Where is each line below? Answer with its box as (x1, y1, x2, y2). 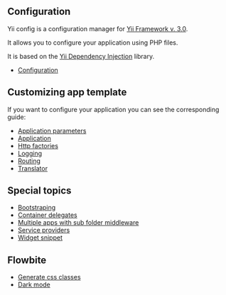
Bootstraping (17, 204, 56, 212)
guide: (7, 113, 26, 121)
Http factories (17, 141, 59, 150)
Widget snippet (17, 233, 63, 242)
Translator (17, 164, 48, 172)
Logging (17, 149, 43, 157)
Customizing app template (7, 87, 127, 99)
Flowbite (7, 254, 47, 266)
